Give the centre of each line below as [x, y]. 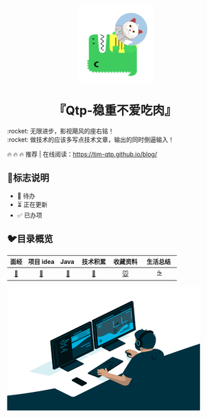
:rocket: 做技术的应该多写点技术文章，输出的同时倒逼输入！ [91, 140]
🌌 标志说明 [28, 178]
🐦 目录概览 [30, 239]
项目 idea [41, 262]
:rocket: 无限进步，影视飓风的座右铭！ [61, 131]
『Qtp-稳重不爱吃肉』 [115, 111]
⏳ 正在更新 [32, 204]
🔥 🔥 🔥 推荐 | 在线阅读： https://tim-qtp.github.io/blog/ [82, 154]
